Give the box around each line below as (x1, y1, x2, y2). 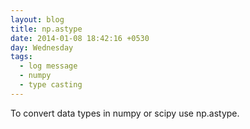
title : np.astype (10, 24, 83, 34)
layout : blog (10, 14, 65, 25)
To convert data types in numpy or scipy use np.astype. (10, 107, 240, 119)
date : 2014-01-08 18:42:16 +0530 (10, 33, 150, 43)
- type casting (19, 80, 83, 90)
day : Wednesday (10, 42, 74, 53)
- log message (19, 61, 78, 71)
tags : (10, 52, 33, 62)
